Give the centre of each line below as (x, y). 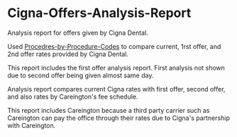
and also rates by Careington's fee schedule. (73, 97)
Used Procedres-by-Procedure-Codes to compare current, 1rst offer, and (114, 46)
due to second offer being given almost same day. (81, 75)
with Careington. (32, 125)
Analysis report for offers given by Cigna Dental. (78, 33)
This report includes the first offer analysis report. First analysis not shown (116, 67)
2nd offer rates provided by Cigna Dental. (68, 54)
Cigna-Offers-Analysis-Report (99, 13)
